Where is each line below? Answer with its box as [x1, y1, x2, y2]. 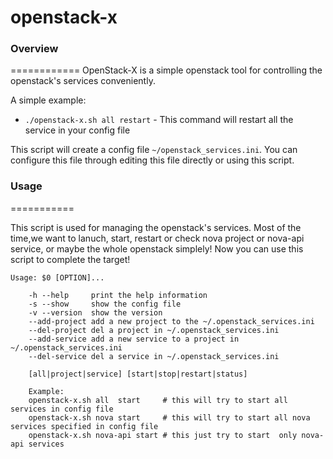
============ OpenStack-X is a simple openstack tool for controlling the [10, 64, 323, 76]
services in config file [10, 404, 114, 414]
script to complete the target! [10, 253, 131, 265]
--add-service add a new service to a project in [28, 334, 240, 344]
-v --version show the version [28, 307, 163, 318]
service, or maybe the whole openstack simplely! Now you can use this [10, 242, 304, 255]
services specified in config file [10, 421, 159, 431]
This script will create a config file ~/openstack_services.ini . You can [10, 144, 298, 156]
